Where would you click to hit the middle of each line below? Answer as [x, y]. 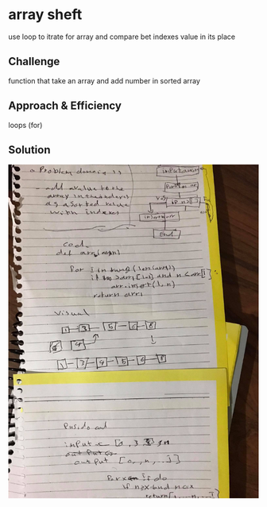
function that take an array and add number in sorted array [104, 80]
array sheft [45, 15]
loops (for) [25, 125]
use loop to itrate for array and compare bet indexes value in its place [122, 37]
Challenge [34, 62]
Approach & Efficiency [65, 106]
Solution [29, 150]
